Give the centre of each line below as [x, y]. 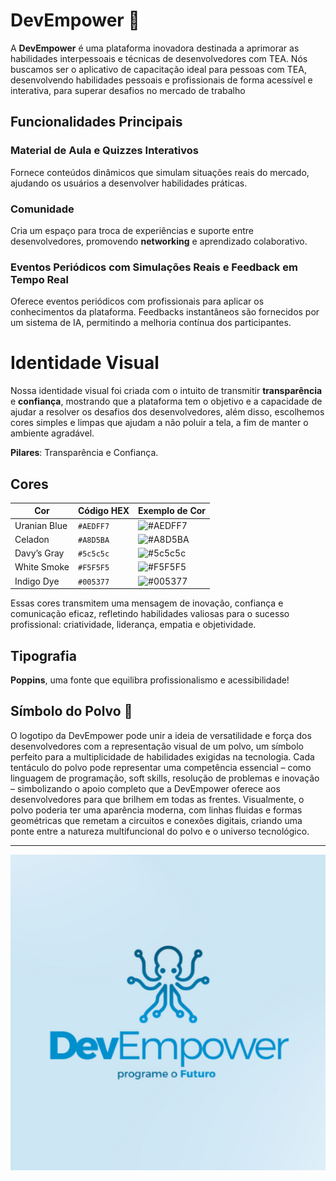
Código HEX [104, 511]
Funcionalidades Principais [96, 122]
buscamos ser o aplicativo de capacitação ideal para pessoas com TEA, [158, 69]
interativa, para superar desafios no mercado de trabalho [128, 90]
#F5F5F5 [94, 568]
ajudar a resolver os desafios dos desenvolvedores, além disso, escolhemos [167, 412]
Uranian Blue [41, 525]
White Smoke [42, 567]
